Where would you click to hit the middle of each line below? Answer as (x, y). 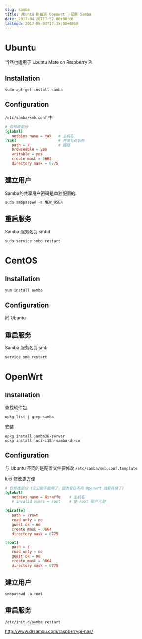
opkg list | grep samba (30, 417)
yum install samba (24, 290)
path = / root (25, 515)
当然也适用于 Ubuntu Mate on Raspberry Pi (49, 62)
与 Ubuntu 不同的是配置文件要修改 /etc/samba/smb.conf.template (71, 468)
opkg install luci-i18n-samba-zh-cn (43, 440)
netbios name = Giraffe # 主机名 (48, 497)
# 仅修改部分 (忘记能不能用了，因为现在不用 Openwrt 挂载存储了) (65, 488)
